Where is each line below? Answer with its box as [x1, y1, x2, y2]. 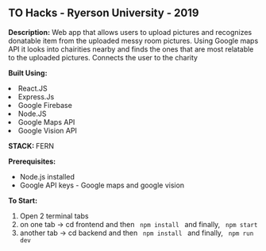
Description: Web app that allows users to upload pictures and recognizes [8, 27, 253, 37]
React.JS [18, 83, 48, 93]
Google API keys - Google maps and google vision [19, 180, 185, 190]
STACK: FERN [8, 141, 54, 150]
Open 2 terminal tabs [19, 210, 89, 221]
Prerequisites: [8, 156, 56, 166]
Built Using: [8, 68, 48, 78]
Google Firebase [18, 100, 73, 110]
